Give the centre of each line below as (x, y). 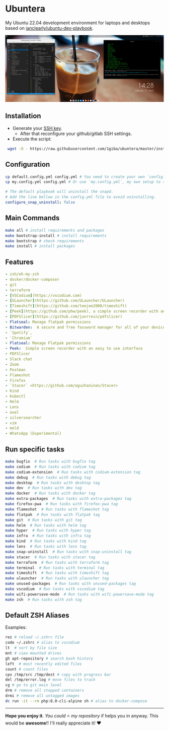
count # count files (27, 669)
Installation (23, 116)
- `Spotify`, (19, 333)
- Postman (16, 370)
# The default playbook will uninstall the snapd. (59, 192)
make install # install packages (40, 246)
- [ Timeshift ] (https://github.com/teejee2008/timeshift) (66, 306)
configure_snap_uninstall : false (40, 203)
